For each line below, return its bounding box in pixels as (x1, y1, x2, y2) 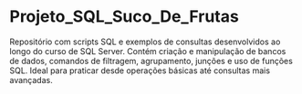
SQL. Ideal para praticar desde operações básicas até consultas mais (9, 65, 271, 76)
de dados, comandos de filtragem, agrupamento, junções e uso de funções (9, 55, 294, 66)
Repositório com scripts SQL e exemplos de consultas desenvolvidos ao (9, 36, 281, 47)
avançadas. (9, 74, 53, 85)
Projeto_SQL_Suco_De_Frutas (9, 6, 239, 27)
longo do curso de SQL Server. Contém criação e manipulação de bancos (9, 45, 286, 56)
